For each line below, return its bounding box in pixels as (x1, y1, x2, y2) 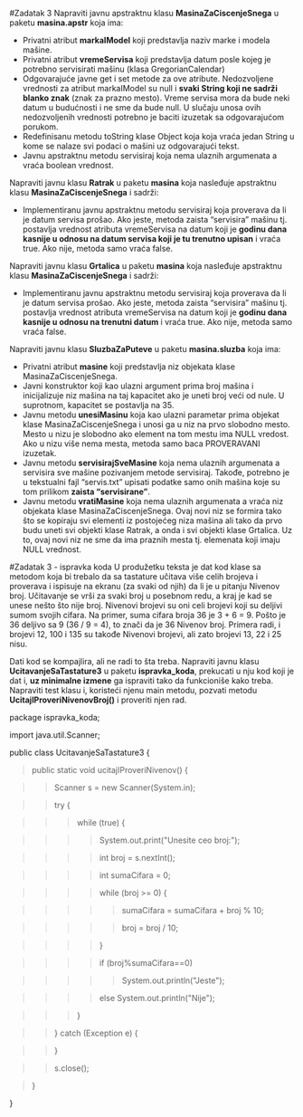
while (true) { (76, 817, 126, 827)
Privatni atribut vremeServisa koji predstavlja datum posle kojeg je (22, 54, 271, 64)
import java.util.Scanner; (9, 730, 101, 740)
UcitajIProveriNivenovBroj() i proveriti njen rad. (9, 694, 187, 705)
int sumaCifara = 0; (99, 870, 171, 881)
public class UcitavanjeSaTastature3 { (9, 747, 150, 758)
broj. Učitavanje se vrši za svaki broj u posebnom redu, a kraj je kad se (9, 590, 273, 601)
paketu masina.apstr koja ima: (9, 17, 124, 28)
